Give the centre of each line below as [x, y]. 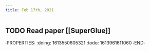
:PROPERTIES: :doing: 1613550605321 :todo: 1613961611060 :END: [75, 43]
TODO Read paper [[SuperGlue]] [58, 31]
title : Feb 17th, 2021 [30, 10]
